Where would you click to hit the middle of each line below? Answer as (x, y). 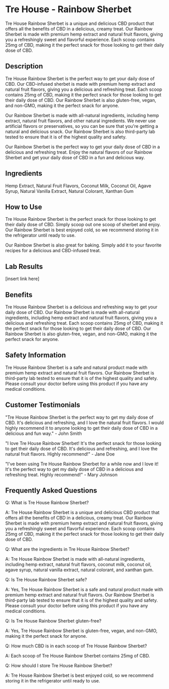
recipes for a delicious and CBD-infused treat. (53, 251)
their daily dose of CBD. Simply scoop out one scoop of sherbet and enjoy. (83, 225)
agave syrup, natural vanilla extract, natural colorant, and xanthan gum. (79, 570)
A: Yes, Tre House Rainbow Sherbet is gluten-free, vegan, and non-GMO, (81, 631)
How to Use (24, 207)
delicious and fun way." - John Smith (44, 433)
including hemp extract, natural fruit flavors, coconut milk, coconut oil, (78, 565)
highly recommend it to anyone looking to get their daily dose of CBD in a (81, 428)
